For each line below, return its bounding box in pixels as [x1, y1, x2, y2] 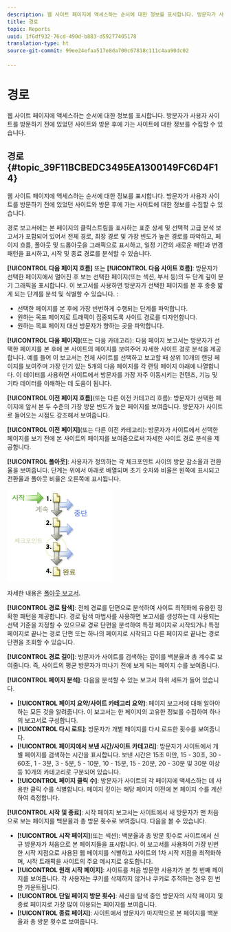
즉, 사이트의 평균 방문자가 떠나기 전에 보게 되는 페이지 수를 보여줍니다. [32, 661, 220, 669]
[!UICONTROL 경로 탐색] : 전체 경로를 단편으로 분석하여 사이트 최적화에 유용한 [7, 603, 216, 611]
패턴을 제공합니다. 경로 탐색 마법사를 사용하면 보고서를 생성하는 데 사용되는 [19, 612, 220, 620]
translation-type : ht [7, 40, 69, 47]
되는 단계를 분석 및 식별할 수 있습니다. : [14, 290, 119, 298]
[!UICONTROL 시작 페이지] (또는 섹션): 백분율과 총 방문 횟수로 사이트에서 [16, 831, 212, 839]
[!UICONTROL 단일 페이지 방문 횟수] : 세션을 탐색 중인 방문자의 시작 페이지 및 [16, 891, 223, 900]
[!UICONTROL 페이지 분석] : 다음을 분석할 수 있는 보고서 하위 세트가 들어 [7, 675, 201, 684]
